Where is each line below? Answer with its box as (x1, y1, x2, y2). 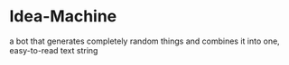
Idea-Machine (9, 6, 117, 27)
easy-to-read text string (9, 45, 98, 55)
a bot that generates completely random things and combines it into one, (9, 36, 280, 46)
